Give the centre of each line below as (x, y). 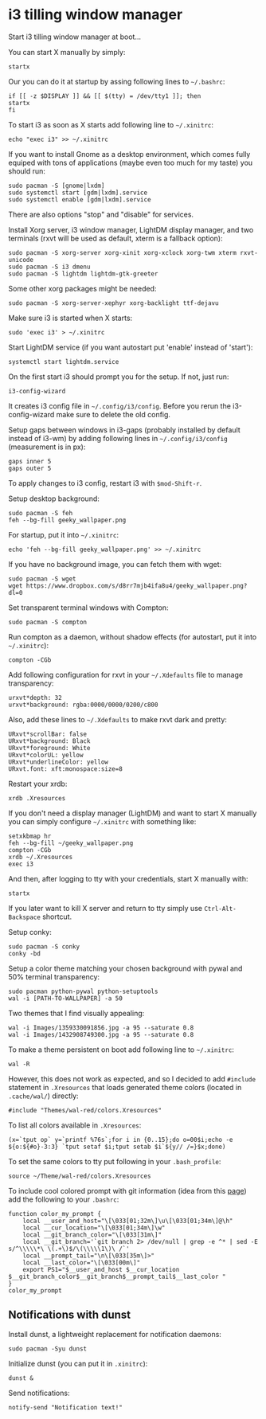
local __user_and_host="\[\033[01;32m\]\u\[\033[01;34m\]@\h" (128, 1221)
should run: (27, 171)
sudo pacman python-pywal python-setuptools (83, 991)
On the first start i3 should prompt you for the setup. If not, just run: (119, 377)
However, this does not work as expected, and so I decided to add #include (132, 1079)
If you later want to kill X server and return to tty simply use (106, 908)
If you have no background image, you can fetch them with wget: (115, 564)
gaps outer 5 (30, 468)
